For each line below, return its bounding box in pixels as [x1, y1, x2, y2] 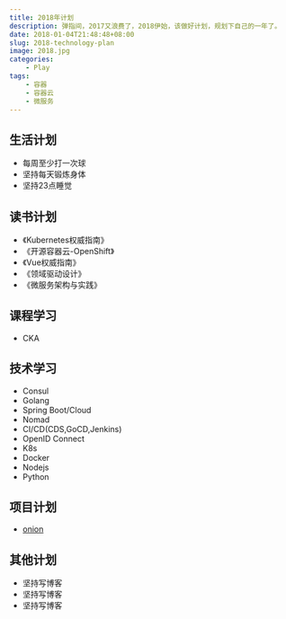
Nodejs [22, 462, 49, 473]
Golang [22, 394, 49, 405]
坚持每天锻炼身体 [22, 169, 86, 180]
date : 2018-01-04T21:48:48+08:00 [9, 30, 135, 39]
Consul [22, 385, 49, 396]
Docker [22, 452, 50, 463]
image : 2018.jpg [9, 47, 70, 56]
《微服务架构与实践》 [22, 279, 102, 290]
